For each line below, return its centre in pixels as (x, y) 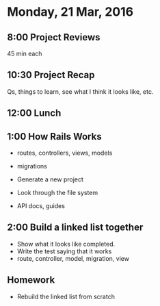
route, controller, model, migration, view (73, 258)
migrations (32, 166)
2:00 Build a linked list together (75, 228)
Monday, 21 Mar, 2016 (70, 12)
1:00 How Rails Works (54, 137)
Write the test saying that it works (64, 251)
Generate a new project (50, 179)
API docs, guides (41, 206)
